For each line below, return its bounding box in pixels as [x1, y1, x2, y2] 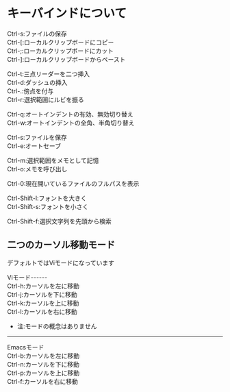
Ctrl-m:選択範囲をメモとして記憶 [7, 156, 99, 164]
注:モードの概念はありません [16, 322, 97, 330]
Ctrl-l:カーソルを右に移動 [7, 307, 77, 315]
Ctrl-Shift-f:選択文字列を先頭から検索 [7, 217, 112, 225]
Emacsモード [7, 343, 44, 351]
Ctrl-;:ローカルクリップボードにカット [7, 47, 114, 55]
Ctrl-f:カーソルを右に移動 [7, 377, 79, 385]
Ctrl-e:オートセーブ [7, 141, 62, 150]
